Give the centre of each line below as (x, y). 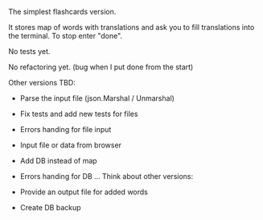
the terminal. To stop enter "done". (66, 36)
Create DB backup (51, 208)
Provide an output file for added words (84, 192)
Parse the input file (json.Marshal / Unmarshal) (97, 98)
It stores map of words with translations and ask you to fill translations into (131, 27)
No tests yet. (29, 51)
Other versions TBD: (42, 83)
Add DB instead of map (59, 161)
